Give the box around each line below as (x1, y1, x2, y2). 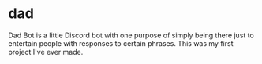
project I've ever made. (8, 47, 84, 56)
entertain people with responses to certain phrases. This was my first (8, 38, 234, 48)
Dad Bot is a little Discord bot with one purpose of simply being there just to (8, 30, 254, 40)
